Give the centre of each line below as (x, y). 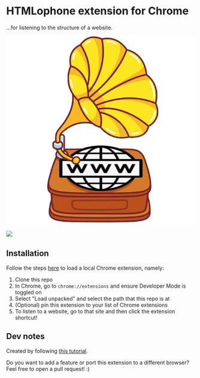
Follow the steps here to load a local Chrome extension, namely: (85, 268)
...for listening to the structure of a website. (59, 28)
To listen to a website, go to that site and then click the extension (95, 311)
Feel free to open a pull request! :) (48, 368)
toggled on (28, 292)
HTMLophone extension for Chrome (98, 11)
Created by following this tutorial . (47, 350)
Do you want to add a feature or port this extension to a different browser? (98, 362)
